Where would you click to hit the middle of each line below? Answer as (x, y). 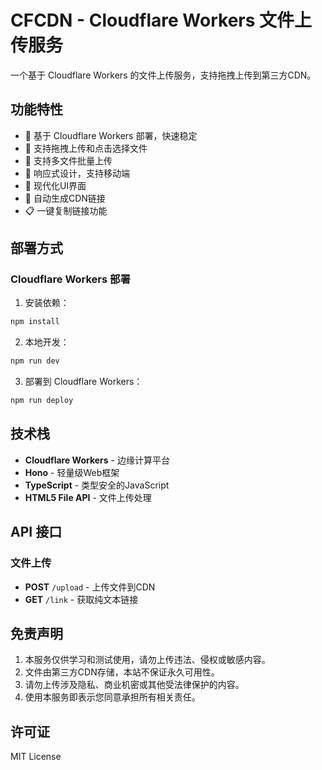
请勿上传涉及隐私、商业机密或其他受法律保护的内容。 (134, 685)
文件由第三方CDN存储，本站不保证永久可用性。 (122, 672)
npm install (35, 322)
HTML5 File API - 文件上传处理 (88, 497)
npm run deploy (42, 401)
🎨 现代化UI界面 (55, 185)
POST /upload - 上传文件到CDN (90, 587)
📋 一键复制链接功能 (66, 210)
